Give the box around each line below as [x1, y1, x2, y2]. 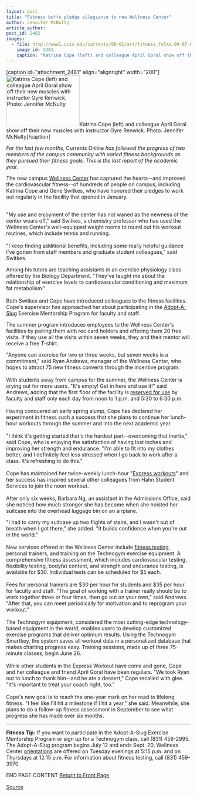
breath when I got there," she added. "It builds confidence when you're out [6, 525, 187, 532]
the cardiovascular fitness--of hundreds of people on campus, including [6, 180, 181, 188]
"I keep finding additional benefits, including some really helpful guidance [6, 242, 184, 249]
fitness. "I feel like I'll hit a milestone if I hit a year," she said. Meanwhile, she [6, 700, 189, 707]
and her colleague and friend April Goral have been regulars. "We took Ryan [6, 668, 189, 676]
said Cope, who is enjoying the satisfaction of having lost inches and [6, 438, 172, 445]
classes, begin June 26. [23, 650, 81, 657]
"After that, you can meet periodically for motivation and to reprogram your [6, 600, 187, 607]
